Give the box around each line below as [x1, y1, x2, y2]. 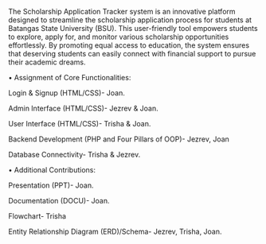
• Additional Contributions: [8, 165, 96, 174]
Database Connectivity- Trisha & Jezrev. [8, 150, 141, 159]
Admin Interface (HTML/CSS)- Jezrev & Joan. [8, 103, 159, 113]
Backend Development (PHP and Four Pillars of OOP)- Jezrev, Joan [8, 134, 229, 144]
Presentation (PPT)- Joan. [8, 180, 94, 190]
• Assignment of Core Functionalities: [8, 73, 131, 82]
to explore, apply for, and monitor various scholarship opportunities [8, 32, 229, 41]
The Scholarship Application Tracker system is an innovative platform [8, 7, 237, 16]
